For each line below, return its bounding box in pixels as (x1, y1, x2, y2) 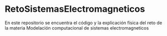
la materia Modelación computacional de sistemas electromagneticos (5, 25, 149, 31)
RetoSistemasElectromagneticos (5, 3, 145, 15)
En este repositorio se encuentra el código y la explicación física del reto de (5, 20, 162, 26)
